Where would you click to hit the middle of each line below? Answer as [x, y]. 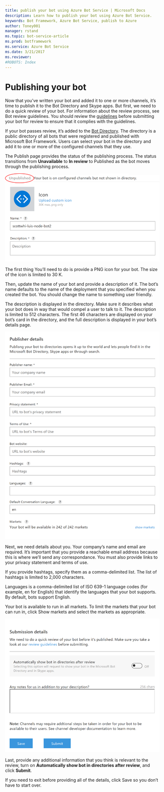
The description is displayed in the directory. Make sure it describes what [79, 304]
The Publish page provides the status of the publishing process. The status [81, 156]
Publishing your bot [46, 87]
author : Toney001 [23, 26]
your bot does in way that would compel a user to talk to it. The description [81, 309]
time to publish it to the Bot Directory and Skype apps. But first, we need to [81, 106]
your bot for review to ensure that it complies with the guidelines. [70, 122]
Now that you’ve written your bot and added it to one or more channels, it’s [81, 101]
